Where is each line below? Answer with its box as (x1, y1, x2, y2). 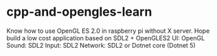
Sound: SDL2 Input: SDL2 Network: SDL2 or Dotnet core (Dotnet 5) (6, 41, 196, 49)
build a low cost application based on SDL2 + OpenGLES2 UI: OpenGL (6, 33, 205, 42)
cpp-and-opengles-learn (6, 4, 152, 20)
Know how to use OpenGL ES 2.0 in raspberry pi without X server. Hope (6, 27, 210, 35)
